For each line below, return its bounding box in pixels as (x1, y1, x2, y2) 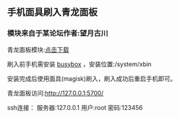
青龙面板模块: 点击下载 (7, 45, 70, 53)
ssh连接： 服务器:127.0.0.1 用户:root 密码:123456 (7, 103, 143, 111)
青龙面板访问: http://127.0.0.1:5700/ (7, 89, 104, 97)
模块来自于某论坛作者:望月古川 (7, 29, 109, 38)
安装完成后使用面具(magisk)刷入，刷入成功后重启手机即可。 (7, 74, 177, 83)
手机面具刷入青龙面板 (7, 6, 98, 18)
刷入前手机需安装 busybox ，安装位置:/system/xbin (7, 60, 152, 68)
